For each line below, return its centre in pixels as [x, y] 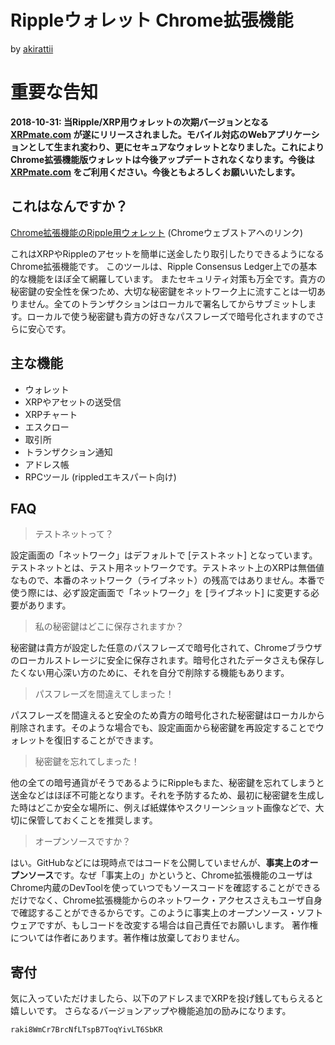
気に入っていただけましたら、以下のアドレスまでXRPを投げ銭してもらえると [167, 998]
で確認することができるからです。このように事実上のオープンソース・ [154, 913]
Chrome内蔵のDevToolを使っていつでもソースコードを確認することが [152, 888]
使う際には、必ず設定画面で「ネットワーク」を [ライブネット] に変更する [161, 593]
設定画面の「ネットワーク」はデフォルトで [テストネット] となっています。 [164, 555]
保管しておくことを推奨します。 [92, 820]
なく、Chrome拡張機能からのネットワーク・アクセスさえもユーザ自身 [179, 900]
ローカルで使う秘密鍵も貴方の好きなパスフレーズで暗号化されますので [171, 316]
